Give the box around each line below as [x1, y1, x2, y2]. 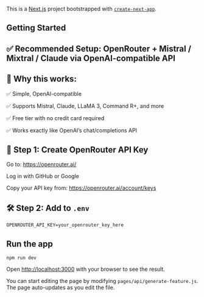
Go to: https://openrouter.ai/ [6, 161, 77, 168]
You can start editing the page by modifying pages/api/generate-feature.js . [6, 277, 199, 285]
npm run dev [6, 255, 37, 261]
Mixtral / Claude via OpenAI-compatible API [6, 53, 175, 63]
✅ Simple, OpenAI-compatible [6, 90, 82, 97]
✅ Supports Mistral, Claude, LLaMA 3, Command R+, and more [6, 102, 164, 109]
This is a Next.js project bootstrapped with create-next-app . [6, 5, 157, 12]
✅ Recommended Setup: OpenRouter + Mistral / [6, 43, 192, 54]
